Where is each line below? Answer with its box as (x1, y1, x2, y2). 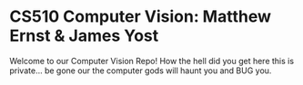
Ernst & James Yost (9, 25, 159, 46)
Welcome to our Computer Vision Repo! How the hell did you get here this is (9, 55, 294, 66)
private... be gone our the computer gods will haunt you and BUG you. (9, 65, 272, 76)
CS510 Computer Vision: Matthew (9, 6, 271, 27)
